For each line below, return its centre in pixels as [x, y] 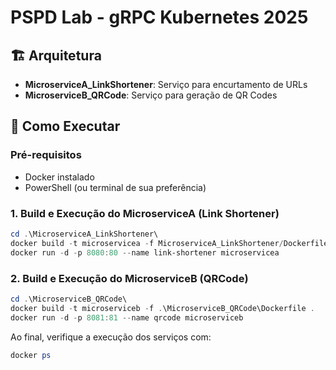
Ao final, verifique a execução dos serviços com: [111, 337]
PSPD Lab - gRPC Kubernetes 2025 [159, 17]
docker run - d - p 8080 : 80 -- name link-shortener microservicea [145, 252]
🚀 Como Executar [65, 126]
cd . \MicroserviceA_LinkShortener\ [84, 234]
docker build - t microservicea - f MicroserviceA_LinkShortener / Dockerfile [169, 243]
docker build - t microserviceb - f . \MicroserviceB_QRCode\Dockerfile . [162, 308]
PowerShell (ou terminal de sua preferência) [115, 187]
